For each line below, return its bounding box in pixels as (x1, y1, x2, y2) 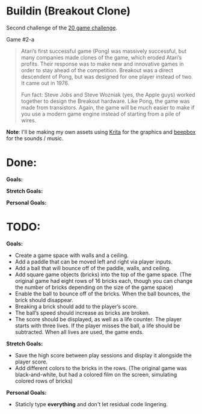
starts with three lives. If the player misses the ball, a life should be (14, 322, 180, 329)
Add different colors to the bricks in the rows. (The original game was (14, 364, 188, 371)
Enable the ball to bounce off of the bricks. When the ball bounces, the (14, 290, 191, 297)
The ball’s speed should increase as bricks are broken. (14, 309, 150, 317)
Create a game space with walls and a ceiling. (14, 252, 129, 259)
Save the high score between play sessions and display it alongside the (14, 351, 192, 359)
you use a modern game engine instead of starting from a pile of (20, 110, 181, 117)
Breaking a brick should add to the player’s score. (14, 303, 138, 310)
